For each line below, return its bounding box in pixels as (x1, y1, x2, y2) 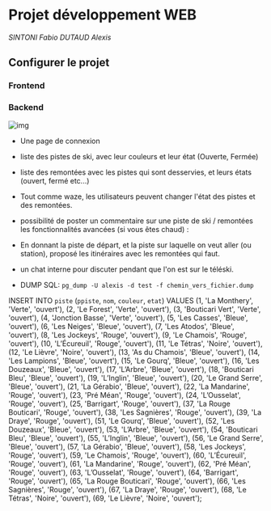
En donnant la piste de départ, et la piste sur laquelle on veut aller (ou (19, 240, 252, 250)
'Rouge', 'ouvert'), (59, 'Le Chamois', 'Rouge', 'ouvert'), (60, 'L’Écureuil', (8, 450, 247, 460)
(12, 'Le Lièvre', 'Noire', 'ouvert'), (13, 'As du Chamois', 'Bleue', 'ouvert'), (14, (8, 347, 260, 357)
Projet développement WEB (8, 6, 197, 24)
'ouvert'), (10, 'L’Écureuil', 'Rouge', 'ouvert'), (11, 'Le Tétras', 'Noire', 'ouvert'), (8, 338, 263, 348)
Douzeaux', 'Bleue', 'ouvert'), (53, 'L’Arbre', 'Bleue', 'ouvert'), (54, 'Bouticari (8, 424, 258, 434)
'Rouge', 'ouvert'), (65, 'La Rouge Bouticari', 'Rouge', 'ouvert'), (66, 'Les (8, 475, 247, 486)
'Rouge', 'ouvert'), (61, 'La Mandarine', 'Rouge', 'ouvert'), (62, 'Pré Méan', (8, 458, 252, 468)
